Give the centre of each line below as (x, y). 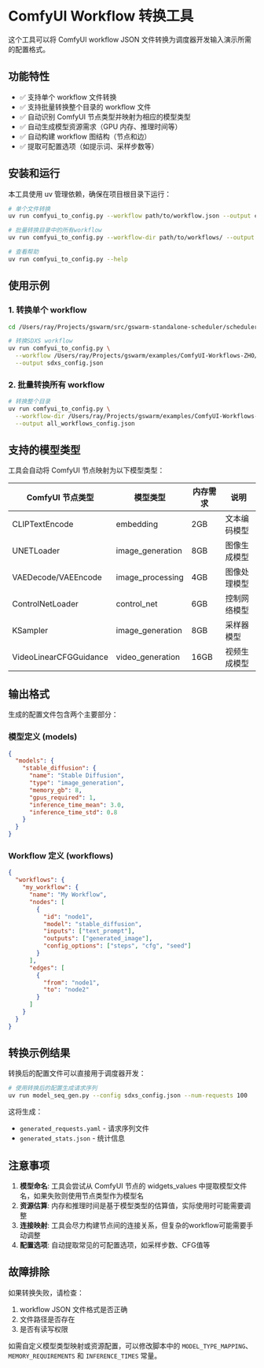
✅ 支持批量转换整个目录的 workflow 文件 (85, 106)
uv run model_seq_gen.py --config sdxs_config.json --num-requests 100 (128, 1096)
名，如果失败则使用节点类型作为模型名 (81, 1196)
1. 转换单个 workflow (48, 310)
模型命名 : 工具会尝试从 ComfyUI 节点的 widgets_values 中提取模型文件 (133, 1186)
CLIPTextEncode (43, 525)
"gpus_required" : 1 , (62, 797)
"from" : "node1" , (71, 982)
